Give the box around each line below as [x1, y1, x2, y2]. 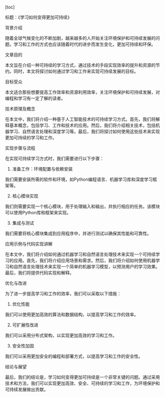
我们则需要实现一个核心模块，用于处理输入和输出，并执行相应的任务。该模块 [5, 203, 160, 209]
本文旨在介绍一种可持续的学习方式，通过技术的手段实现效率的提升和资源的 [5, 62, 156, 68]
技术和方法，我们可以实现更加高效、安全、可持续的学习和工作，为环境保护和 [5, 380, 160, 386]
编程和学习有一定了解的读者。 [5, 95, 65, 101]
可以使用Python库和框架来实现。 [5, 210, 71, 215]
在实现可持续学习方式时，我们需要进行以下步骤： [5, 156, 104, 161]
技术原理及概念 [5, 106, 35, 112]
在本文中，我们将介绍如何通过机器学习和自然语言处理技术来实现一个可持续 [5, 252, 156, 257]
